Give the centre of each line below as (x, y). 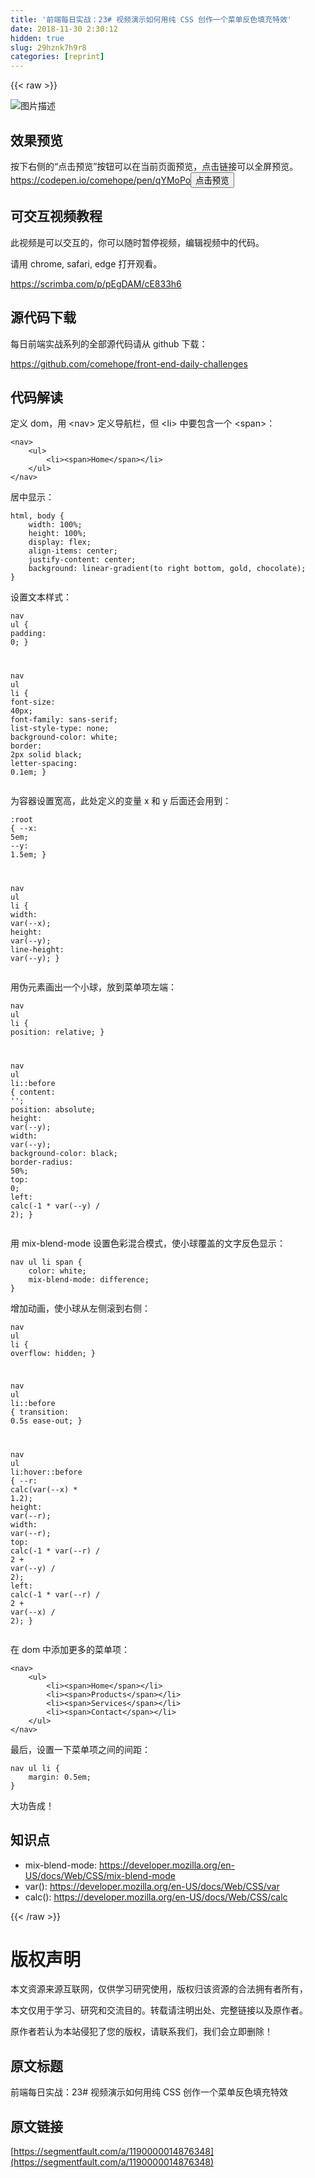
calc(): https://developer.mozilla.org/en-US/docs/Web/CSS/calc (156, 1897)
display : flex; (60, 542)
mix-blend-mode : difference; (89, 1280)
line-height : (37, 950)
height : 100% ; (57, 534)
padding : (28, 634)
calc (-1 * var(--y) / (55, 1206)
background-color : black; (64, 1154)
